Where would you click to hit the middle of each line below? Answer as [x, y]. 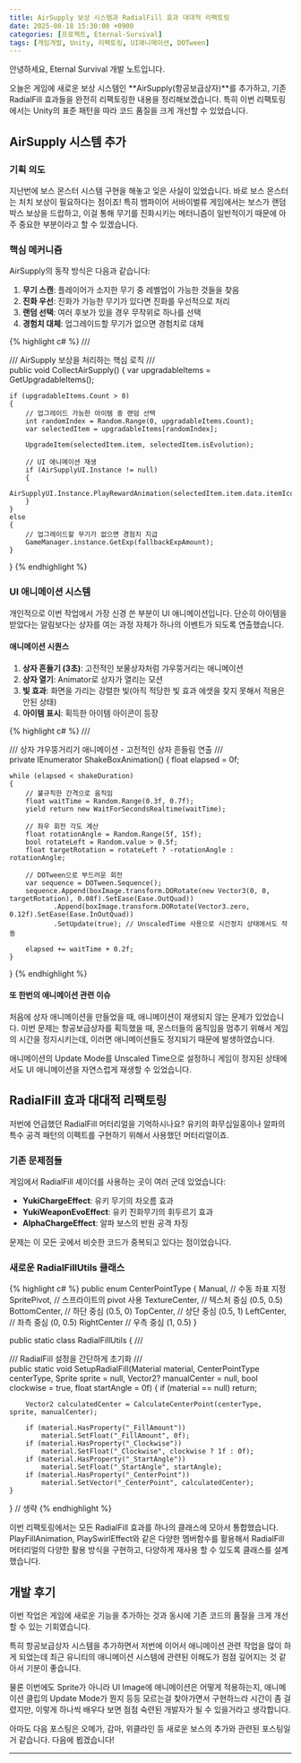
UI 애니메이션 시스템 [50, 592]
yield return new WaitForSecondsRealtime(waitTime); [126, 809]
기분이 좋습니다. [53, 1668]
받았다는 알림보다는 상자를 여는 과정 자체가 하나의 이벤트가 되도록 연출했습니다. [147, 624]
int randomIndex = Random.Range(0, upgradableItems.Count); [140, 421]
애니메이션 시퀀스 [39, 647]
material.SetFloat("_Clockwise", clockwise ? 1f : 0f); [148, 1452]
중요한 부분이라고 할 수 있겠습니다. [78, 224]
